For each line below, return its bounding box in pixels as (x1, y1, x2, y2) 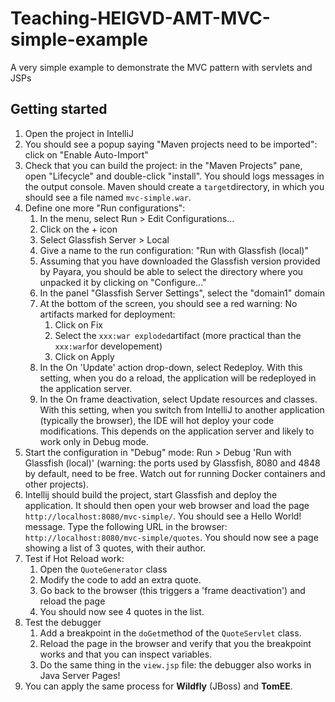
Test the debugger (24, 616, 102, 628)
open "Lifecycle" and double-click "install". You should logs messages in (24, 170, 325, 182)
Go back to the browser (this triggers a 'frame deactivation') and (39, 584, 306, 596)
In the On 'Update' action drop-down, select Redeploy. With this (39, 361, 303, 373)
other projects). (24, 478, 89, 490)
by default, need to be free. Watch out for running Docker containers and (24, 467, 326, 479)
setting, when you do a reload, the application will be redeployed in (39, 372, 317, 384)
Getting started (10, 101, 108, 118)
